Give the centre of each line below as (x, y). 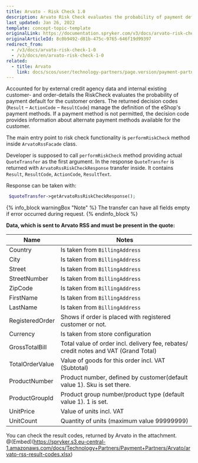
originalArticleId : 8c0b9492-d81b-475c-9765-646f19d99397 (79, 39)
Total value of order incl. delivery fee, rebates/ (124, 344)
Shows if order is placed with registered (115, 317)
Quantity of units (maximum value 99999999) (124, 421)
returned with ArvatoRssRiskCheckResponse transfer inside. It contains (90, 168)
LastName (23, 307)
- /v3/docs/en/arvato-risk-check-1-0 (58, 55)
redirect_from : (25, 45)
